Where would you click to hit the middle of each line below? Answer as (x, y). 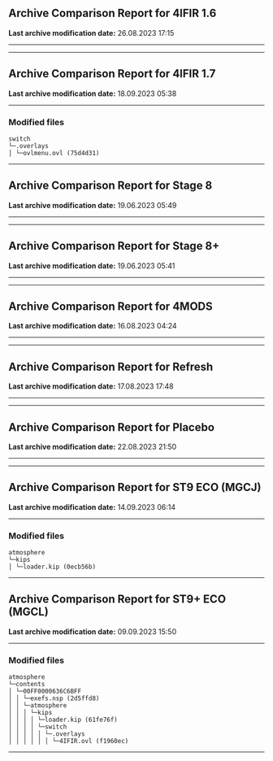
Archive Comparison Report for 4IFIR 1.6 (113, 13)
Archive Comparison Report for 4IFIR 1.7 (112, 74)
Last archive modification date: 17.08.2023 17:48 (91, 386)
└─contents (27, 685)
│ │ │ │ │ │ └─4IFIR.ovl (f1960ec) (69, 741)
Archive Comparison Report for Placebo (112, 427)
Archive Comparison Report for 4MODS (110, 306)
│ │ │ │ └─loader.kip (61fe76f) (63, 720)
